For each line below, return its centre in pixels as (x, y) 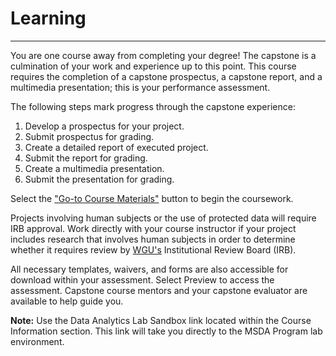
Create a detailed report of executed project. (116, 147)
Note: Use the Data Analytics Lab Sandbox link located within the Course (161, 320)
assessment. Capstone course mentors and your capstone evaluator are (159, 290)
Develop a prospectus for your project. (104, 126)
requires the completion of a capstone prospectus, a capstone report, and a (166, 76)
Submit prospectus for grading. (89, 136)
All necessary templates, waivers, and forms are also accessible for (149, 269)
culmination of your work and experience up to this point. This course (153, 66)
